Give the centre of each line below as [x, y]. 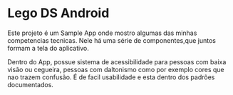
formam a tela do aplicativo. [48, 48]
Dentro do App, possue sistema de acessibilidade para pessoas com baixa [117, 61]
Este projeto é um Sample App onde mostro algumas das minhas [102, 33]
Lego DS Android [58, 13]
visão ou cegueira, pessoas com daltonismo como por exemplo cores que [116, 69]
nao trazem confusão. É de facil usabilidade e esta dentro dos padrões [111, 77]
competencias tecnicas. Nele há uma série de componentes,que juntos [112, 40]
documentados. [30, 84]
